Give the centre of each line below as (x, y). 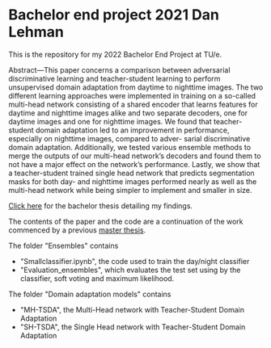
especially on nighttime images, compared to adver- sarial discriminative (129, 138)
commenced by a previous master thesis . (77, 230)
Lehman (36, 32)
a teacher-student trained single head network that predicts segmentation (131, 173)
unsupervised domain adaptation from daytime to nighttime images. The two (136, 87)
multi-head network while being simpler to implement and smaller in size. (130, 190)
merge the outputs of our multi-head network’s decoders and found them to (135, 156)
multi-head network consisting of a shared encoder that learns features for (133, 104)
